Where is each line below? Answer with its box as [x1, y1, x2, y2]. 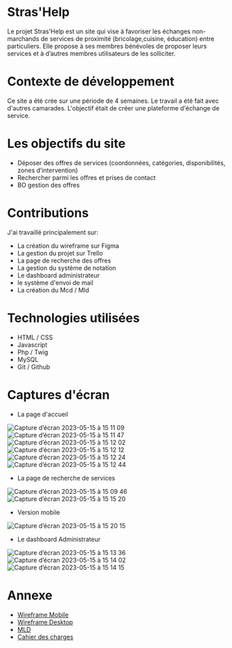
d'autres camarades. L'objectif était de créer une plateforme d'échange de [7, 103, 220, 112]
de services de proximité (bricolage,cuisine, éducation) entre [40, 34, 215, 42]
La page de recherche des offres [17, 256, 111, 265]
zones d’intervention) [17, 166, 78, 174]
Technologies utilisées [7, 310, 140, 326]
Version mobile [17, 508, 60, 516]
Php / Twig [17, 348, 48, 356]
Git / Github [17, 363, 51, 371]
